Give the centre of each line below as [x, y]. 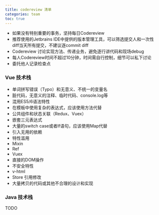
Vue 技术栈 [18, 78]
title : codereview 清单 [28, 10]
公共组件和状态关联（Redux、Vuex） [49, 113]
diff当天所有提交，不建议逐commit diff [50, 45]
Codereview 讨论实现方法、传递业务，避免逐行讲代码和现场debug [78, 51]
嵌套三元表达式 [27, 120]
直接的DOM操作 [28, 160]
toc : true [15, 19]
